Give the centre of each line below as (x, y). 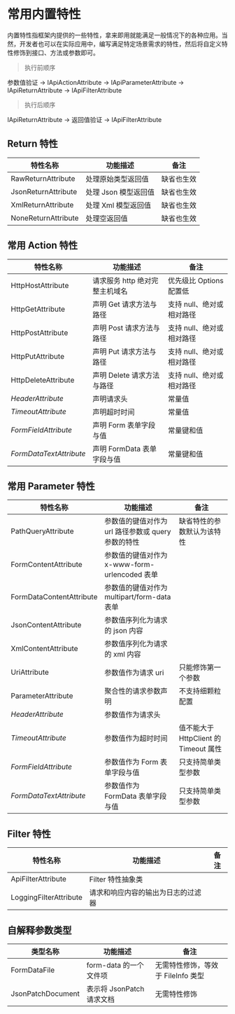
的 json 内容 (124, 631)
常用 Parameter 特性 (51, 486)
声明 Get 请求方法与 (125, 304)
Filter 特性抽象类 (116, 879)
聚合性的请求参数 (133, 691)
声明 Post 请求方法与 (127, 328)
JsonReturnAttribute (44, 191)
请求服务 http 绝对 (122, 280)
